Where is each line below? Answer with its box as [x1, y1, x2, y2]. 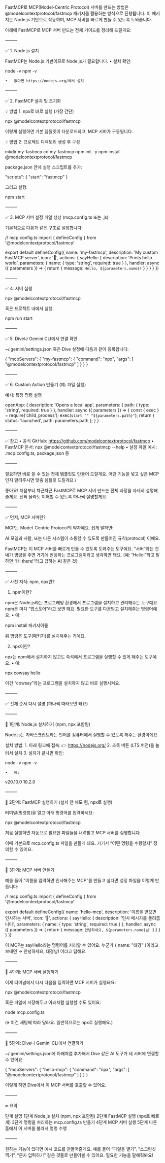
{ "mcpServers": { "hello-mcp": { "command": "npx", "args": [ [5, 1066, 130, 1072]
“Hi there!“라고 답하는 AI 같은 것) [14, 558, 78, 564]
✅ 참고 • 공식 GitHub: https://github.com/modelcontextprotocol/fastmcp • [5, 438, 154, 444]
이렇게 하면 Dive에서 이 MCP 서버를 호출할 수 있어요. [5, 1082, 107, 1088]
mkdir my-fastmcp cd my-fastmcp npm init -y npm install [5, 149, 121, 154]
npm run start [5, 315, 33, 321]
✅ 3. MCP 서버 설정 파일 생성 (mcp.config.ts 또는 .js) [5, 214, 109, 220]
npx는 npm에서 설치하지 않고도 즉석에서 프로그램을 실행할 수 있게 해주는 [5, 654, 144, 659]
